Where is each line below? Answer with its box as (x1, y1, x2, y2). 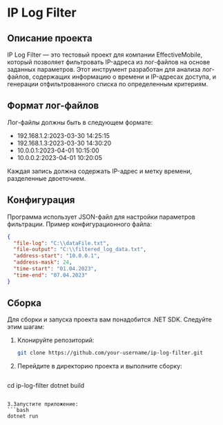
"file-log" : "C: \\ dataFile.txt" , (13, 239, 110, 246)
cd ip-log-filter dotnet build (7, 382, 85, 390)
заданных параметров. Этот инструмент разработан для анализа (7, 66, 201, 73)
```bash (7, 407, 30, 414)
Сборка (7, 297, 41, 309)
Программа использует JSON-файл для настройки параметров (7, 212, 195, 221)
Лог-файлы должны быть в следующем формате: (7, 118, 153, 126)
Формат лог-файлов (7, 100, 99, 112)
